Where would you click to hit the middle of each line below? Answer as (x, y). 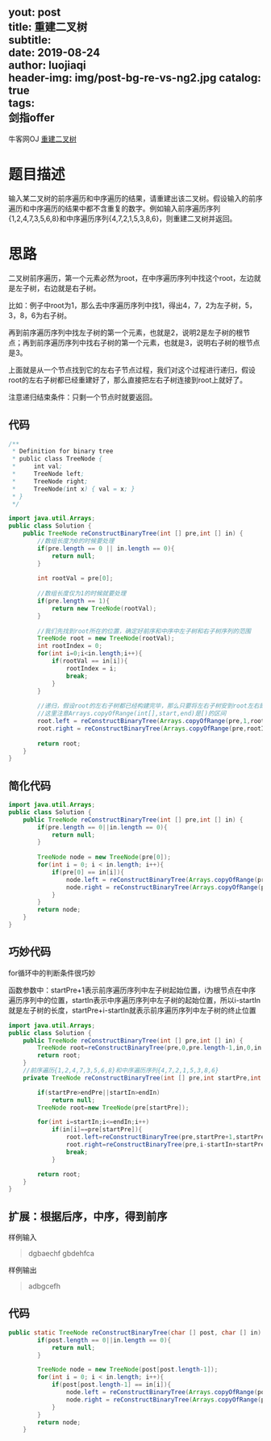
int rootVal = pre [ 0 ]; (75, 578)
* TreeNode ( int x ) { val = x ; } (73, 489)
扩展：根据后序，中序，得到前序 (88, 1216)
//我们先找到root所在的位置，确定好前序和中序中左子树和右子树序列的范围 (144, 631)
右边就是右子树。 (72, 288)
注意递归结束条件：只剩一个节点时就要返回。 (83, 397)
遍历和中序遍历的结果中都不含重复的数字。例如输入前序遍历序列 (114, 208)
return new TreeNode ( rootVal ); (104, 608)
